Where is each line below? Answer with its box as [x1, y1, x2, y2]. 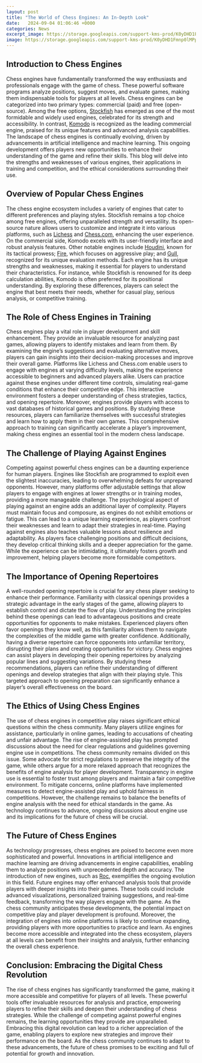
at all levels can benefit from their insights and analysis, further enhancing [6, 936, 190, 944]
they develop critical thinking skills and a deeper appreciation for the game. [6, 541, 193, 548]
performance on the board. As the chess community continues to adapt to [6, 1037, 190, 1044]
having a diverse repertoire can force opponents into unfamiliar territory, [6, 639, 185, 646]
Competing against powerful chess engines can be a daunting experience [6, 464, 189, 471]
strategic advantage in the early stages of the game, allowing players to [6, 600, 184, 608]
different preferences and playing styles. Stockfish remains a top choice [6, 211, 185, 218]
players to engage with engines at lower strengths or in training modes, [6, 490, 183, 497]
